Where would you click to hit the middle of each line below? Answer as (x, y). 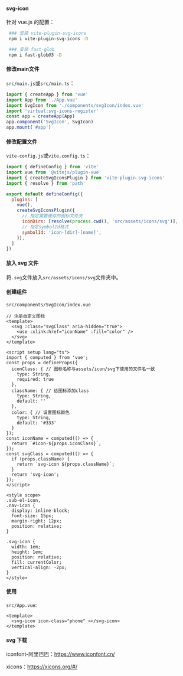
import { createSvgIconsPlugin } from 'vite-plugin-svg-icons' (86, 178)
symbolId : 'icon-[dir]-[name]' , (61, 232)
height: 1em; (27, 552)
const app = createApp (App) (41, 116)
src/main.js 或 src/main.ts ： (40, 83)
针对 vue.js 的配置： (30, 22)
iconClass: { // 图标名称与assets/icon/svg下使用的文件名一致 (83, 369)
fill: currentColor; (37, 562)
